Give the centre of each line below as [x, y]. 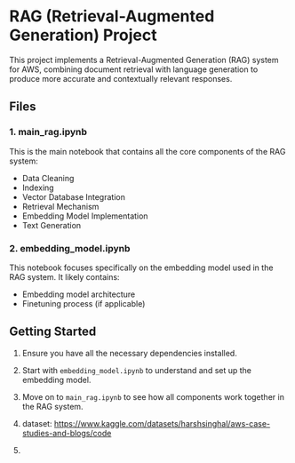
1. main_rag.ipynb [48, 132]
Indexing [38, 188]
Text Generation [52, 225]
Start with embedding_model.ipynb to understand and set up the [136, 370]
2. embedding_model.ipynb [70, 248]
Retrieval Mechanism [60, 206]
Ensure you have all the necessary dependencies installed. [129, 353]
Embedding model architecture [79, 294]
